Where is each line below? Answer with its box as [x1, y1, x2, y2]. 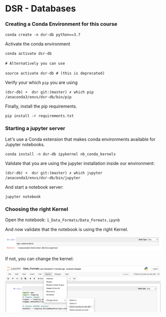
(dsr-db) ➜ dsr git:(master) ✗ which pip [5, 90, 94, 95]
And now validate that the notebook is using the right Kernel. [5, 227, 128, 233]
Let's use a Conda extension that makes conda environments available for [5, 136, 156, 142]
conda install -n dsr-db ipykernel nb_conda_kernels [5, 152, 116, 157]
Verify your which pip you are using [5, 79, 78, 85]
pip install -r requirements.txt [5, 114, 74, 119]
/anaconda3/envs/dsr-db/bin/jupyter [5, 175, 81, 180]
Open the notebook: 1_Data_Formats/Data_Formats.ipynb [5, 217, 120, 223]
